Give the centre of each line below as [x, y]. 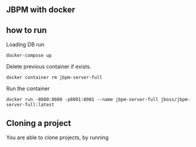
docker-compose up [29, 56]
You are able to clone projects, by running [57, 137]
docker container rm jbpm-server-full [54, 78]
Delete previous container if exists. [49, 67]
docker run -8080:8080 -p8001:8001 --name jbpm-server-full [83, 100]
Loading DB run [25, 45]
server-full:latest [30, 105]
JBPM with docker [41, 10]
